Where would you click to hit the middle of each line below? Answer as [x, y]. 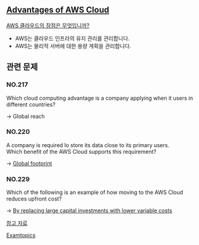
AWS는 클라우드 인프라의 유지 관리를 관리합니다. [72, 38]
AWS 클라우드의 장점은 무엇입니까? [48, 25]
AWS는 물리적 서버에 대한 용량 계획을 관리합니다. [73, 46]
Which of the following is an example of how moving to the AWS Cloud [95, 192]
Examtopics [21, 235]
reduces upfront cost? [34, 199]
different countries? [31, 104]
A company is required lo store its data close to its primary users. [88, 145]
